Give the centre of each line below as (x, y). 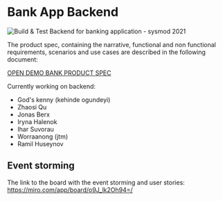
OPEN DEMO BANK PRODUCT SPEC (60, 73)
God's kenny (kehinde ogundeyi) (64, 99)
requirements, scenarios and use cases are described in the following (107, 52)
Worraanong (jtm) (43, 137)
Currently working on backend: (51, 86)
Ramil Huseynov (40, 143)
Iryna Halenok (37, 121)
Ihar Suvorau (35, 129)
